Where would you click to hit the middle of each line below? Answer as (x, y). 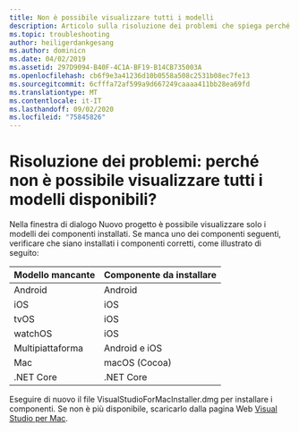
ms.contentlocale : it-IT (56, 101)
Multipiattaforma (48, 348)
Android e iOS (133, 348)
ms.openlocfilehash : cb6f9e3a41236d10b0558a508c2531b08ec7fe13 (130, 76)
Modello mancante (55, 275)
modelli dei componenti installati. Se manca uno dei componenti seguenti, (145, 234)
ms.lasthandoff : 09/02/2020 (62, 109)
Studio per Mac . (39, 419)
